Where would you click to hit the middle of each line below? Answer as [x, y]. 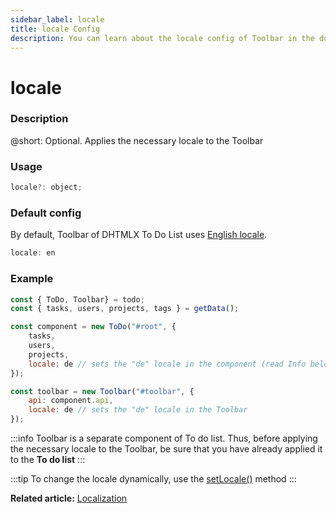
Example [32, 279]
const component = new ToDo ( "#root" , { [93, 327]
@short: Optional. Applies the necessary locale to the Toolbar [137, 140]
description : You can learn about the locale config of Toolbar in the [162, 38]
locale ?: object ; [46, 187]
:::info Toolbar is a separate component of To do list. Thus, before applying [164, 438]
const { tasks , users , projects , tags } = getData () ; [125, 309]
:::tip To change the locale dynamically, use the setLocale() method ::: [153, 479]
